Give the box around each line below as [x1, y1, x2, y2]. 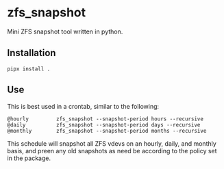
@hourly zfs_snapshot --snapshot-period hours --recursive [7, 115, 204, 122]
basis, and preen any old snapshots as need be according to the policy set [7, 146, 217, 155]
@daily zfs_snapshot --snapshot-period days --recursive [7, 121, 201, 128]
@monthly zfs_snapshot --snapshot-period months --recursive [7, 127, 207, 134]
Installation [7, 47, 56, 59]
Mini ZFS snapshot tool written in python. [7, 27, 123, 36]
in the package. [7, 154, 51, 162]
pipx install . [7, 65, 51, 73]
